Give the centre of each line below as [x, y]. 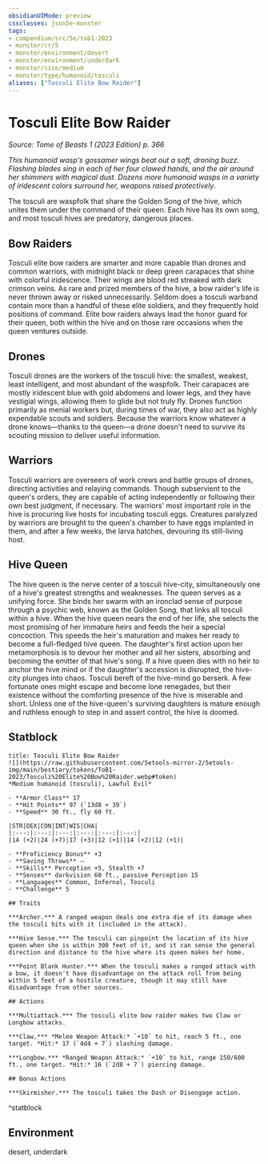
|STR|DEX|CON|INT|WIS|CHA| [53, 826]
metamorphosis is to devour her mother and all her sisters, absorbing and [129, 652]
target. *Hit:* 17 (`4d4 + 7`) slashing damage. [91, 1044]
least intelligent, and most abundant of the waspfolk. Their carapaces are [129, 384]
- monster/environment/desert [59, 53]
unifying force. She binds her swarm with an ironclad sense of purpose [125, 601]
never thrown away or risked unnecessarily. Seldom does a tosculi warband [133, 297]
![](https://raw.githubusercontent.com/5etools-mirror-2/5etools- [121, 763]
